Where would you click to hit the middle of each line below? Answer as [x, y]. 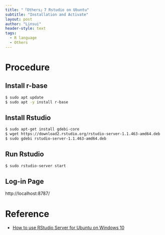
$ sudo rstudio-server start [36, 166]
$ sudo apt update [24, 97]
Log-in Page [25, 182]
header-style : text [26, 29]
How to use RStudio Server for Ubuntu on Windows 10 [68, 228]
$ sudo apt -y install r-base [37, 102]
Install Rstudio [28, 118]
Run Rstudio [25, 154]
